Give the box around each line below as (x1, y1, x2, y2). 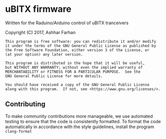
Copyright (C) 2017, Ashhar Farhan (5, 29, 76, 35)
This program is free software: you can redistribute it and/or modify (5, 39, 156, 44)
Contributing (5, 100, 46, 108)
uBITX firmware (5, 3, 72, 15)
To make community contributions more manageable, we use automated (5, 113, 153, 119)
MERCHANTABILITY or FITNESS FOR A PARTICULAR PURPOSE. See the (5, 69, 141, 74)
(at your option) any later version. (5, 52, 83, 57)
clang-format (5, 129, 32, 134)
